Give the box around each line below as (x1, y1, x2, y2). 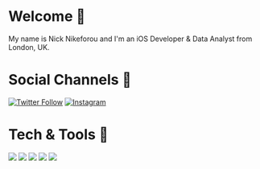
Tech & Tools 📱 (8, 126, 109, 144)
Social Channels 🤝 (8, 71, 132, 89)
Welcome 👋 (8, 7, 86, 26)
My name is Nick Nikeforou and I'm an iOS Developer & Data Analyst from (8, 34, 253, 43)
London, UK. (8, 42, 50, 52)
